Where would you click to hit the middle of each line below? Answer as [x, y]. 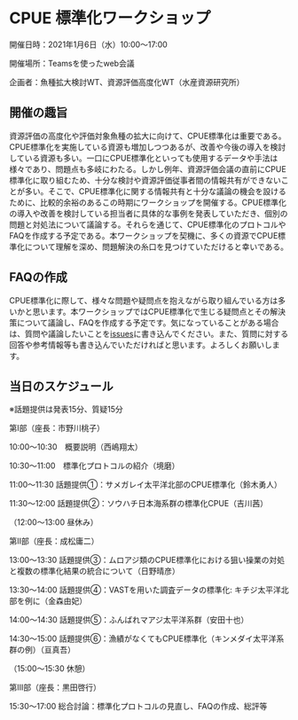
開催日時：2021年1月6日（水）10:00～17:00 [89, 44]
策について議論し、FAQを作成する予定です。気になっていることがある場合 [144, 322]
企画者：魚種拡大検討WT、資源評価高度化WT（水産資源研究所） [127, 82]
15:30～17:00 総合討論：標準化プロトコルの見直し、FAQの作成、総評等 [138, 707]
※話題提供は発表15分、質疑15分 [66, 410]
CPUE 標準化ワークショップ [110, 18]
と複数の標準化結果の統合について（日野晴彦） [94, 571]
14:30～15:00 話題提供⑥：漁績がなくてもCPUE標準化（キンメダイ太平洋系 [147, 638]
